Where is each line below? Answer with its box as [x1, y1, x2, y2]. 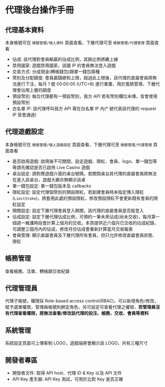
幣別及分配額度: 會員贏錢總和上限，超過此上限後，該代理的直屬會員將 [12, 75, 153, 80]
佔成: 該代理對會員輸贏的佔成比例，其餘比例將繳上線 [12, 56, 118, 62]
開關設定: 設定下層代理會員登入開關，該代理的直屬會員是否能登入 [12, 208, 144, 213]
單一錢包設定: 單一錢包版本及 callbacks [12, 183, 92, 189]
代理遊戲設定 [5, 128, 44, 136]
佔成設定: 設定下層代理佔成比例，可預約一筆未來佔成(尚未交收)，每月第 [12, 213, 156, 219]
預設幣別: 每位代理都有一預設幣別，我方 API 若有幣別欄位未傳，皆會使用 [12, 93, 158, 99]
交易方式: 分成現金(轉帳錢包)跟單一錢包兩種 [12, 69, 100, 74]
